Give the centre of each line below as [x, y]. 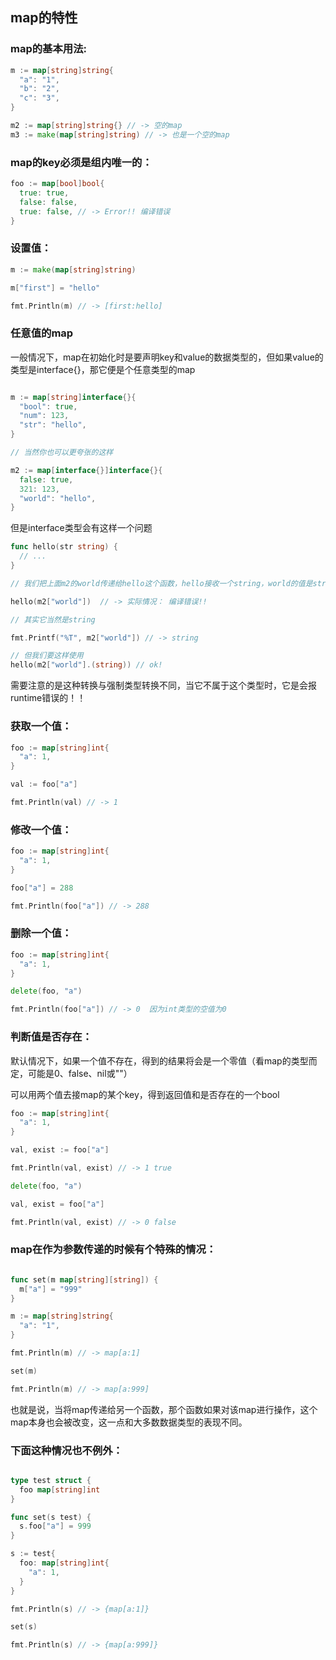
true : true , [44, 193]
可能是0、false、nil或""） [80, 1073]
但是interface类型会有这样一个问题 [81, 528]
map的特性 [44, 18]
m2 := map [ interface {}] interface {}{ [86, 470]
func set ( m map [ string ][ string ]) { [84, 1279]
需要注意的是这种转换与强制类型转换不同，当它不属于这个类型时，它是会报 [163, 685]
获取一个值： [41, 726]
